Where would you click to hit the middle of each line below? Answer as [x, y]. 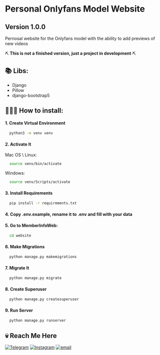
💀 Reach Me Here [31, 336]
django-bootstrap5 [31, 95]
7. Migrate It [17, 268]
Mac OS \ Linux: [21, 155]
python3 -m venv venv [31, 133]
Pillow [18, 90]
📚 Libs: [17, 71]
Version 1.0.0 [25, 27]
